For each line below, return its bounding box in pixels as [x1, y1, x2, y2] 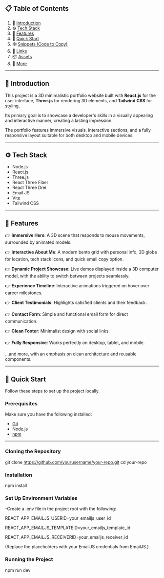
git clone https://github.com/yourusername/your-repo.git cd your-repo [5, 459, 147, 465]
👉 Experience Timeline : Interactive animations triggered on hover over [5, 283, 150, 289]
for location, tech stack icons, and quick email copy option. [5, 256, 124, 262]
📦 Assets [12, 53, 32, 59]
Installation [5, 471, 33, 478]
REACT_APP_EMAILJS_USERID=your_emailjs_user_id [5, 515, 111, 521]
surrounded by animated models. [5, 239, 72, 245]
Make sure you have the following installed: [5, 411, 92, 417]
